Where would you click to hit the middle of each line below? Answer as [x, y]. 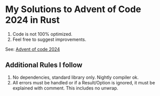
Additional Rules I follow [44, 65]
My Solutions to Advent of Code [73, 9]
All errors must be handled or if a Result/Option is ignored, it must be [84, 82]
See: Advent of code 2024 [33, 49]
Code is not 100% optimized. [42, 34]
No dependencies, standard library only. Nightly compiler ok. [75, 77]
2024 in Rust [32, 20]
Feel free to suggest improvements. [49, 39]
